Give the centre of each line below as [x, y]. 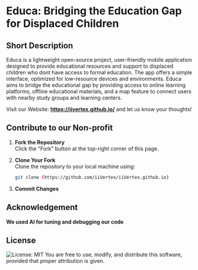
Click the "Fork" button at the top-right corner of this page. [87, 148]
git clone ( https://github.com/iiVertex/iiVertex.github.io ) [92, 177]
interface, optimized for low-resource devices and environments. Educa [94, 79]
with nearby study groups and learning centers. [64, 98]
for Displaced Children [63, 23]
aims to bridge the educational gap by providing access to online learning [96, 85]
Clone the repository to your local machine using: [75, 166]
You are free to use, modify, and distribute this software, [114, 255]
